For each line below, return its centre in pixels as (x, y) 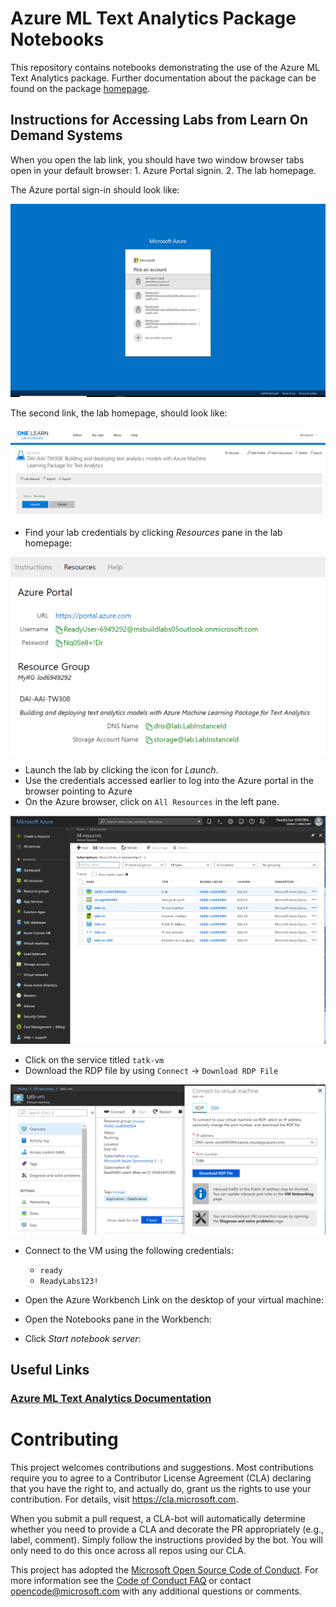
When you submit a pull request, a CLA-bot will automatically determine (158, 1519)
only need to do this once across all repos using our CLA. (128, 1551)
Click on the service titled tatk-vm (94, 1059)
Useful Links (50, 1370)
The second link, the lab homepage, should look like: (119, 413)
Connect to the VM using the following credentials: (129, 1250)
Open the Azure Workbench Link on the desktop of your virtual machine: (174, 1299)
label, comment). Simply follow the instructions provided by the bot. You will (166, 1540)
